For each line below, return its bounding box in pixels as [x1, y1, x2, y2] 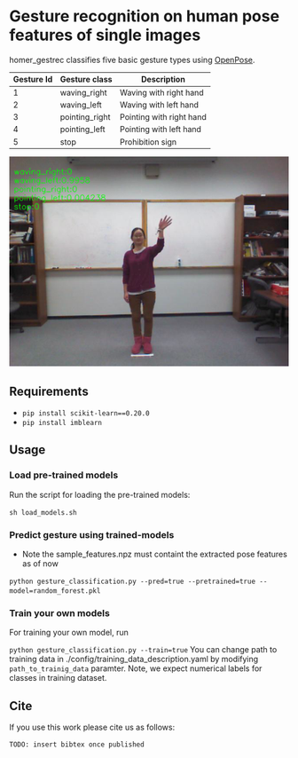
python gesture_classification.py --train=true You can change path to [9, 644, 278, 655]
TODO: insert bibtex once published [9, 740, 145, 749]
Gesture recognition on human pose [9, 6, 280, 27]
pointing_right [59, 112, 111, 122]
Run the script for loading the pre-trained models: [9, 489, 191, 500]
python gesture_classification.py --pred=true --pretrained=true [9, 577, 255, 586]
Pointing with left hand [119, 124, 202, 135]
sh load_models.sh [9, 508, 77, 517]
